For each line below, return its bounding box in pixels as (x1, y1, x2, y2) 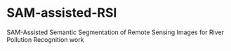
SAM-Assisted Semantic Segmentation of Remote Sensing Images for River (6, 28, 224, 36)
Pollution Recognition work (6, 35, 84, 43)
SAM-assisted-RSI (6, 5, 117, 21)
